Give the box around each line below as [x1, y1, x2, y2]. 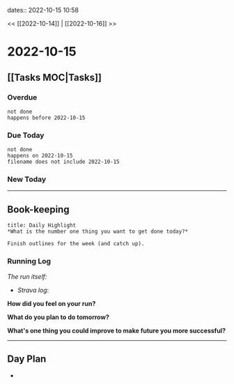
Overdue [7, 92, 38, 102]
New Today [7, 174, 47, 184]
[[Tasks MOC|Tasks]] [7, 71, 102, 83]
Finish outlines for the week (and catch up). [7, 240, 145, 247]
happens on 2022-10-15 [7, 153, 73, 160]
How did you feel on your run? [7, 299, 96, 307]
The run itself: [7, 272, 47, 281]
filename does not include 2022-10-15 [7, 158, 120, 166]
